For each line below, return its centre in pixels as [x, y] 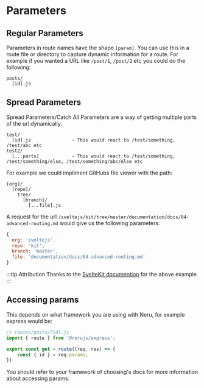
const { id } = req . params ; [53, 354]
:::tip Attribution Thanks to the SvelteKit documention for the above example [101, 275]
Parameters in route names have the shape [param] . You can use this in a [98, 48]
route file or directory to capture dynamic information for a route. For [92, 54]
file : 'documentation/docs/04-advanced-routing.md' [79, 257]
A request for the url [32, 217]
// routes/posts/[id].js [38, 332]
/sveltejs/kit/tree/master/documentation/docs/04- [124, 217]
